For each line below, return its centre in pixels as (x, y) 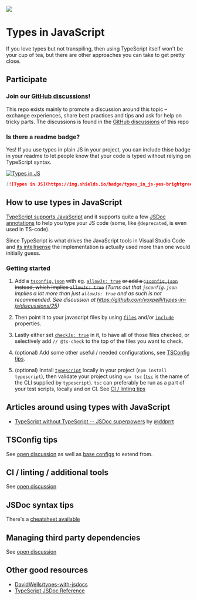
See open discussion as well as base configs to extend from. (79, 454)
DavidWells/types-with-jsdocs (51, 584)
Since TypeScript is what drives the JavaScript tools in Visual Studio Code (96, 240)
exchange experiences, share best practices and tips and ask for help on (94, 115)
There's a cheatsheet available (43, 519)
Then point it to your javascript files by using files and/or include (94, 317)
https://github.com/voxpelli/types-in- (141, 299)
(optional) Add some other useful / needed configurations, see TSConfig (102, 352)
